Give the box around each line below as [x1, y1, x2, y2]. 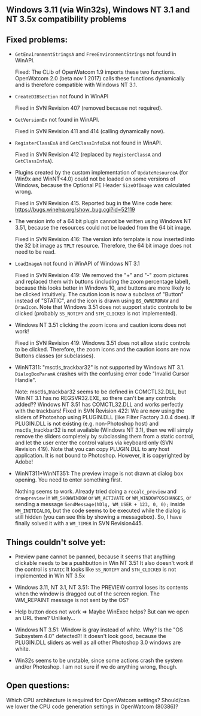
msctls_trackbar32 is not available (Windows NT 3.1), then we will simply [14, 426, 194, 434]
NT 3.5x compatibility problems [6, 14, 127, 25]
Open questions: [6, 681, 70, 691]
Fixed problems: [6, 34, 68, 44]
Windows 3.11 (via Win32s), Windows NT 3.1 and [6, 5, 190, 15]
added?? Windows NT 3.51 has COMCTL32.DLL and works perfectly [14, 401, 184, 408]
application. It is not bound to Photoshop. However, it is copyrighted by [14, 452, 190, 459]
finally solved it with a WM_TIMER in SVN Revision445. [14, 520, 144, 527]
